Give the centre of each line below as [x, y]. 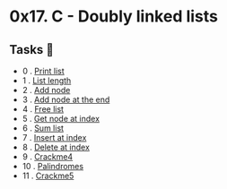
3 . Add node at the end [66, 99]
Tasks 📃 [32, 50]
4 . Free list [43, 109]
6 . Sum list [43, 128]
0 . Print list [43, 71]
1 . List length [47, 81]
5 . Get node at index [61, 119]
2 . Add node [46, 90]
